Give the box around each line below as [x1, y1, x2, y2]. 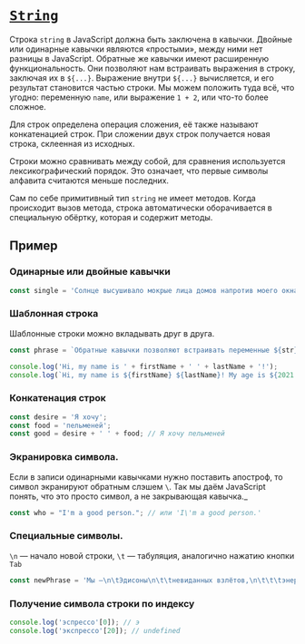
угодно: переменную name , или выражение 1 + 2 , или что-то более [9, 92, 270, 102]
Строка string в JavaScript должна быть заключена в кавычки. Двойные [9, 34, 293, 44]
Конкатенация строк [9, 392, 106, 405]
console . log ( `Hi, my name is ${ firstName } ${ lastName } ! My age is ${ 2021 [9, 370, 295, 379]
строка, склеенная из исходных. [9, 138, 135, 149]
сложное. [9, 101, 47, 112]
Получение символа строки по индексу [9, 597, 195, 610]
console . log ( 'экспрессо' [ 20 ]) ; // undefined [9, 626, 181, 635]
